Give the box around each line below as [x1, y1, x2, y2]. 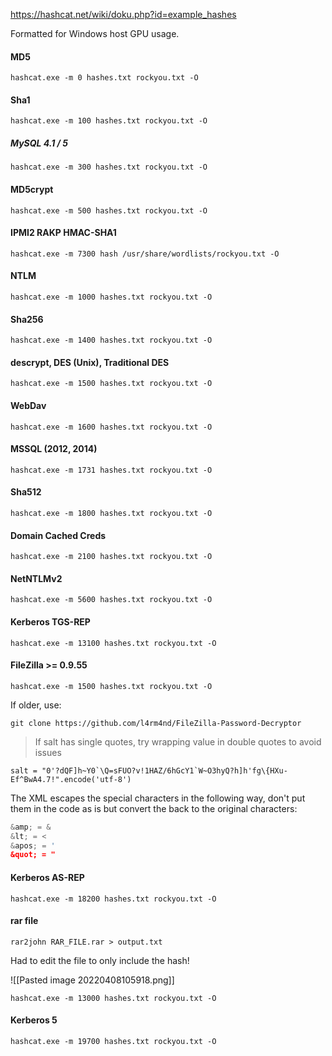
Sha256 [10, 313, 44, 325]
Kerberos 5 [10, 1014, 58, 1026]
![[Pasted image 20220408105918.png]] [10, 974, 175, 986]
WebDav [10, 399, 47, 411]
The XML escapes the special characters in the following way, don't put [10, 792, 306, 804]
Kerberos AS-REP [10, 871, 85, 883]
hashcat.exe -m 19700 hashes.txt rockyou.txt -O [10, 1036, 217, 1046]
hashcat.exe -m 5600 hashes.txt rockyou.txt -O [10, 595, 213, 605]
